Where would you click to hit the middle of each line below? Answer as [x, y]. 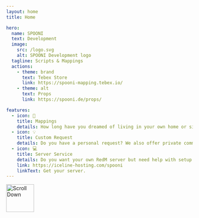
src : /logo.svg [36, 50]
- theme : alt [33, 89]
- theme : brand [36, 72]
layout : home [22, 12]
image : [20, 44]
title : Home [21, 17]
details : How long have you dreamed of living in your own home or [102, 127]
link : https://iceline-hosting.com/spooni [70, 165]
